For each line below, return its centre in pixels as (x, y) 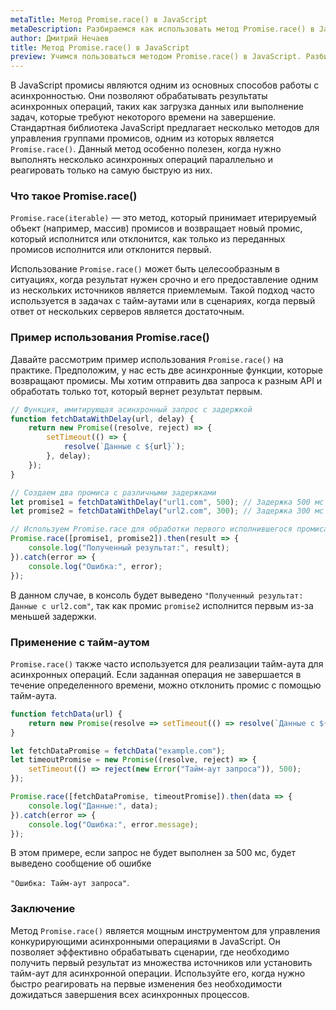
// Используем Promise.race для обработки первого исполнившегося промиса (169, 529)
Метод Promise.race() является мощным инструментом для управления (165, 930)
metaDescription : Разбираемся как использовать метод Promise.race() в (162, 29)
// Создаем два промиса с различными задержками (113, 492)
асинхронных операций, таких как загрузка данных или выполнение (157, 107)
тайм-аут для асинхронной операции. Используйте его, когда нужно (158, 973)
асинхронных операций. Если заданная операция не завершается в (156, 674)
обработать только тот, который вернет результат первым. (136, 391)
